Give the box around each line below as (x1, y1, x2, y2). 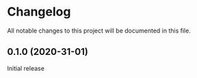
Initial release (7, 64, 44, 72)
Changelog (7, 4, 71, 20)
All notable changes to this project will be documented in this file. (7, 26, 192, 35)
